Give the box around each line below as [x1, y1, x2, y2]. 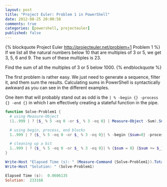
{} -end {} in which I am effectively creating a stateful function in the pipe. [5, 100, 159, 105]
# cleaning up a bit [9, 141, 52, 146]
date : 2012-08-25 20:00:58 [5, 16, 61, 21]
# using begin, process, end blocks [9, 128, 85, 133]
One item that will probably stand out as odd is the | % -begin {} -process [5, 94, 159, 100]
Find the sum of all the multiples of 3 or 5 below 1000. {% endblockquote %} [5, 64, 162, 70]
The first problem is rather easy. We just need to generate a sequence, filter [5, 74, 161, 80]
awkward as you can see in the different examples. [5, 85, 109, 90]
